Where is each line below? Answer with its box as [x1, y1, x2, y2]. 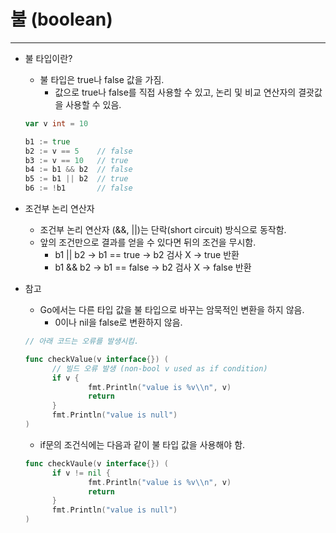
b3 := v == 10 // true [24, 155, 129, 165]
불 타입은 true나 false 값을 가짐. [39, 73, 165, 85]
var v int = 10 [24, 118, 89, 129]
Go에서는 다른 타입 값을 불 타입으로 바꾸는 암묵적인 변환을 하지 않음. [39, 304, 305, 316]
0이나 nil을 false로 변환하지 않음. [54, 316, 183, 329]
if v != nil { [51, 468, 111, 478]
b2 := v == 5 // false [24, 146, 133, 156]
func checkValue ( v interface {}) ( [24, 354, 169, 364]
